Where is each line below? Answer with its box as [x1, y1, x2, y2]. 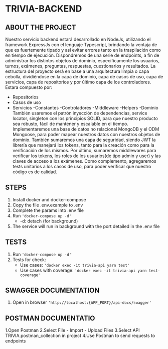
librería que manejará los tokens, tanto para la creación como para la [12, 142, 154, 148]
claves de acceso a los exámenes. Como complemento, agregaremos [12, 158, 156, 164]
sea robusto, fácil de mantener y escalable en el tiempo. [12, 121, 129, 127]
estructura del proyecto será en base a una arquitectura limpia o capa [5, 68, 149, 74]
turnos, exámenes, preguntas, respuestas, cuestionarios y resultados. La [5, 63, 156, 69]
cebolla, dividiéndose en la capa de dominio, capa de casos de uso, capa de [5, 74, 163, 79]
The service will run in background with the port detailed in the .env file [12, 223, 160, 229]
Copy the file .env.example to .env [12, 202, 83, 208]
